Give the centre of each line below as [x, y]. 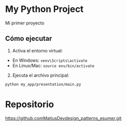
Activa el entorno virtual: [38, 50]
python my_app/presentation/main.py [43, 84]
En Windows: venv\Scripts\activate [50, 60]
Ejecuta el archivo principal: [41, 75]
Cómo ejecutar [29, 39]
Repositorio [30, 104]
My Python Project [44, 9]
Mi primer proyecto [25, 23]
